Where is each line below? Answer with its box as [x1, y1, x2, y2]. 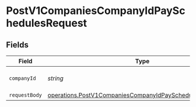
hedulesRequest [6, 16, 87, 30]
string [47, 74, 64, 82]
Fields [6, 40, 29, 50]
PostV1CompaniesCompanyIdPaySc [6, 4, 185, 18]
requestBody [9, 92, 43, 98]
